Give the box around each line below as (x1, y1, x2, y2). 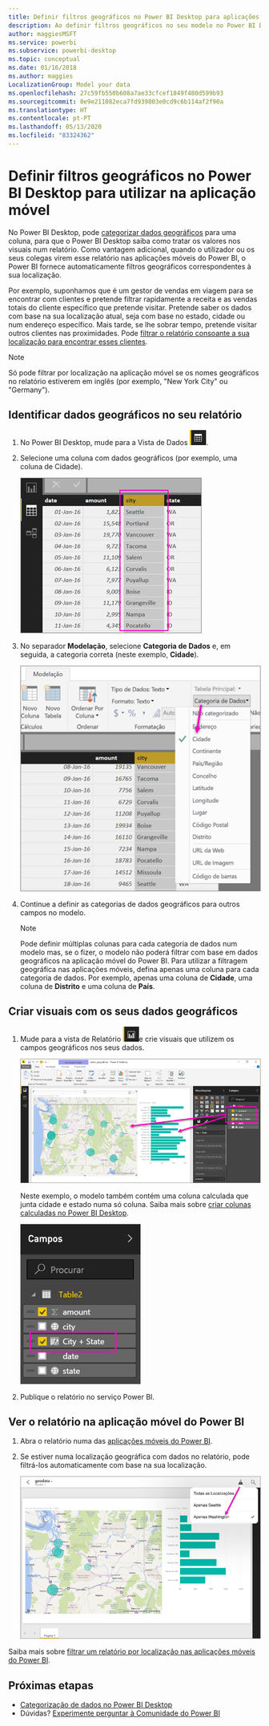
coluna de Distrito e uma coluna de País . (19, 981, 155, 991)
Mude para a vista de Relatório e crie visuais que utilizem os (19, 1034, 235, 1043)
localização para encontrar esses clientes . (8, 337, 148, 346)
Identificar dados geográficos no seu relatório (8, 408, 243, 422)
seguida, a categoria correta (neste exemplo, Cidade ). (19, 650, 199, 659)
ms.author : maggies (8, 72, 74, 80)
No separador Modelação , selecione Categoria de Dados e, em (19, 641, 231, 650)
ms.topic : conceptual (8, 55, 81, 63)
